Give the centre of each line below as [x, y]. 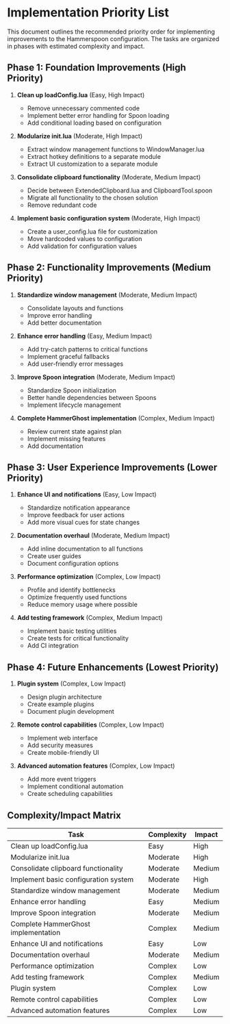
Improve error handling [60, 315]
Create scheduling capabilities [70, 794]
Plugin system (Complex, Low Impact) [72, 684]
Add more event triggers [62, 779]
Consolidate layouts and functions [75, 308]
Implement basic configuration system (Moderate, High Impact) [108, 218]
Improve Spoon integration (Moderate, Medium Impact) [96, 377]
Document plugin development [71, 712]
